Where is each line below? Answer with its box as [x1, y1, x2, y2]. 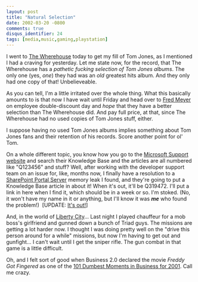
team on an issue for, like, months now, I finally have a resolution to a [6, 170, 175, 176]
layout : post [6, 8, 39, 15]
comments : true [6, 25, 44, 32]
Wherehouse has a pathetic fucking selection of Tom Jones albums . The [6, 66, 185, 72]
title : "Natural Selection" [6, 14, 76, 20]
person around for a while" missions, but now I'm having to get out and [6, 232, 181, 239]
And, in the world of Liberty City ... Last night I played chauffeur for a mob [6, 213, 186, 220]
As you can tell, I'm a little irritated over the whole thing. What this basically [6, 90, 191, 97]
